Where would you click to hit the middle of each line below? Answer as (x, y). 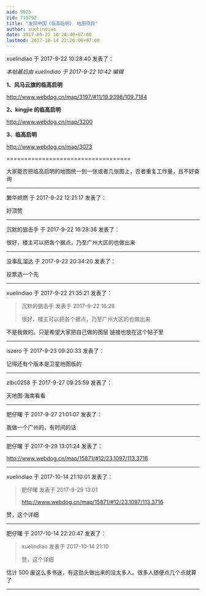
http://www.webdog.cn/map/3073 (49, 147)
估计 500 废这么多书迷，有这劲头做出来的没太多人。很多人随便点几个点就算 (101, 572)
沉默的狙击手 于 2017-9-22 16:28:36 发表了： (63, 229)
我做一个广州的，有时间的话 (41, 427)
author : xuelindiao (31, 29)
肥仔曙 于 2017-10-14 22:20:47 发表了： (56, 533)
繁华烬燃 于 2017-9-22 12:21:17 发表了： (57, 198)
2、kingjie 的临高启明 (34, 110)
